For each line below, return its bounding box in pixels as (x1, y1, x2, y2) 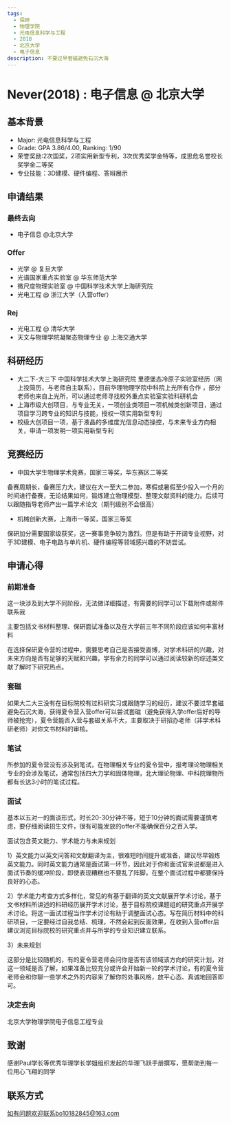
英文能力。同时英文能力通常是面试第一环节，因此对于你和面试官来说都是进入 (7, 860, 224, 868)
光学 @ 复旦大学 (16, 264, 63, 273)
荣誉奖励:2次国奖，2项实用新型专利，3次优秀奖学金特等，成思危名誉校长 (16, 152, 223, 160)
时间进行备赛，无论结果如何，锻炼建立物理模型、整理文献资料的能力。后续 (7, 491, 218, 499)
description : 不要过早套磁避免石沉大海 (7, 55, 109, 62)
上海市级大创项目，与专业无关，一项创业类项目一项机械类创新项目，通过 (16, 400, 222, 408)
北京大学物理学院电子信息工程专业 (7, 1017, 104, 1026)
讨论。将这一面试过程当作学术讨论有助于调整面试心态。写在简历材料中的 (12, 909, 218, 917)
